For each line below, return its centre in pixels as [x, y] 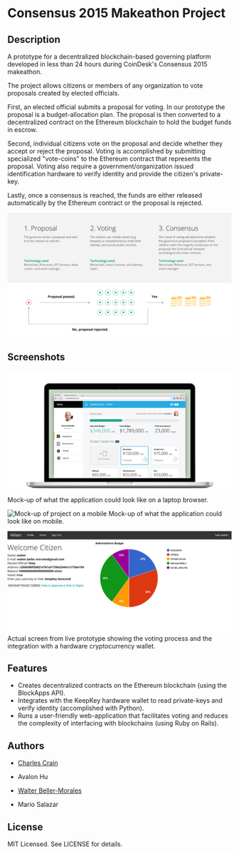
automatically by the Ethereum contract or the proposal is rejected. [105, 203]
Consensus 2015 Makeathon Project [117, 13]
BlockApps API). [42, 693]
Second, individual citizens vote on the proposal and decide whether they [115, 143]
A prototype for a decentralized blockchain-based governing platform [109, 56]
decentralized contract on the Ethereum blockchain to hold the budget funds [119, 122]
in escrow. [22, 129]
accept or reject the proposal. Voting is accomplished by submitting [106, 151]
